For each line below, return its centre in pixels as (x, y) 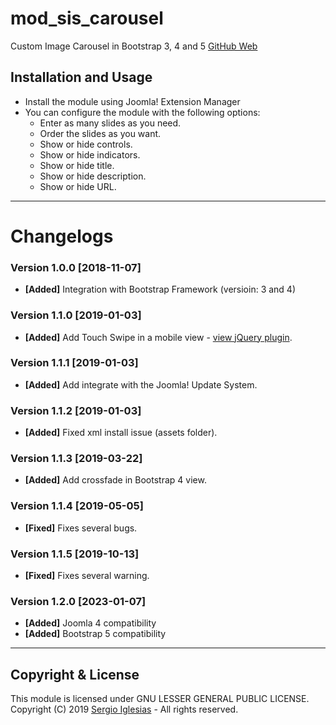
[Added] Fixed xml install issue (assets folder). (121, 433)
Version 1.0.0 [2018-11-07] (76, 267)
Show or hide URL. (78, 186)
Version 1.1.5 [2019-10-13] (75, 554)
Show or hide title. (77, 165)
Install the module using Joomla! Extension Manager (132, 101)
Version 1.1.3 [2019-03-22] (76, 459)
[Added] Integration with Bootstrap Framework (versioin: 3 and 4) (160, 289)
